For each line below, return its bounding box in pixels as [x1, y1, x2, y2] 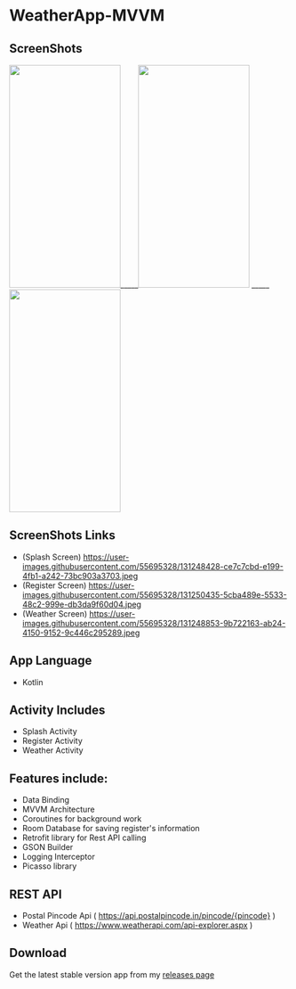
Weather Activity [21, 745, 84, 756]
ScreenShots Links [9, 527, 116, 544]
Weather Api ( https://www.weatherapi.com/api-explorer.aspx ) [21, 920, 253, 931]
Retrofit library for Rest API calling [21, 832, 147, 843]
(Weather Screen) [21, 608, 88, 619]
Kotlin [21, 676, 44, 687]
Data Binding [21, 795, 69, 805]
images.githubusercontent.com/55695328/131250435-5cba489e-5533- [21, 589, 287, 600]
